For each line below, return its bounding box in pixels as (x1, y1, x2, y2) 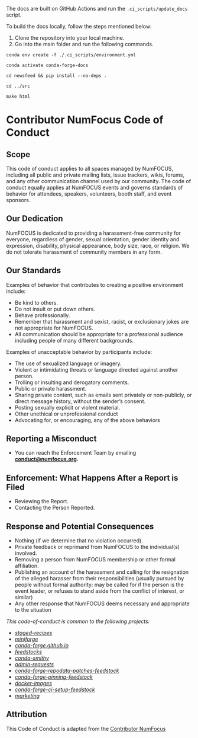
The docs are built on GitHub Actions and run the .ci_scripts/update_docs (6, 5, 188, 12)
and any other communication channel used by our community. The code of (6, 178, 191, 184)
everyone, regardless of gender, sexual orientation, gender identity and (6, 235, 180, 242)
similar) (14, 594, 33, 601)
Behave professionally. (14, 311, 70, 319)
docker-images (14, 680, 52, 687)
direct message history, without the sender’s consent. (14, 397, 146, 405)
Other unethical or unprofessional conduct (14, 410, 118, 417)
